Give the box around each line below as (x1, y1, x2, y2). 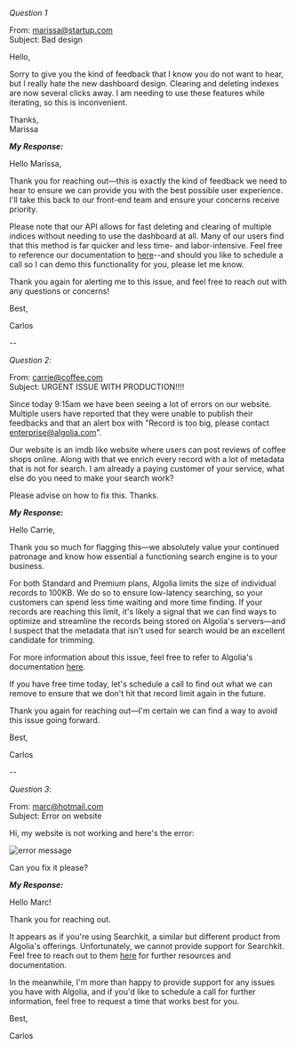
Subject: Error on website (9, 810, 102, 821)
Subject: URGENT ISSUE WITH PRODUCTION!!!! (9, 382, 185, 392)
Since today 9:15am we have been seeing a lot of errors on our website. (9, 399, 272, 409)
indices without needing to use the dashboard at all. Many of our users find (9, 231, 284, 241)
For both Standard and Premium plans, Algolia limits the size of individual (9, 578, 276, 589)
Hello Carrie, (9, 524, 56, 535)
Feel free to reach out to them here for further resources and (9, 950, 231, 961)
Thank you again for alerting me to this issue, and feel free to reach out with (9, 276, 287, 287)
